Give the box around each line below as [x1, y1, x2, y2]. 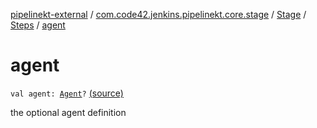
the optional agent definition [10, 106, 127, 118]
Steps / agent [10, 19, 66, 31]
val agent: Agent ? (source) [10, 87, 124, 99]
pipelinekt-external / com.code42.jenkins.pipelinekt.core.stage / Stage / [10, 9, 307, 20]
